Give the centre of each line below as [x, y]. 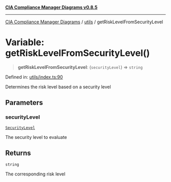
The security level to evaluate [36, 137]
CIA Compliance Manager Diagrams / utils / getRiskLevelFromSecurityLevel [84, 22]
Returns [18, 153]
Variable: [25, 42]
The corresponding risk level [35, 174]
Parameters [24, 103]
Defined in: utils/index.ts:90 [34, 77]
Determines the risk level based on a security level [58, 87]
